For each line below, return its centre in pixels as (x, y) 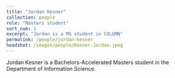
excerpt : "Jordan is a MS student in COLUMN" (64, 34)
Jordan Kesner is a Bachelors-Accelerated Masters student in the (88, 62)
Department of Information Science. (51, 68)
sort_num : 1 (21, 28)
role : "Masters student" (38, 23)
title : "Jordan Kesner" (36, 12)
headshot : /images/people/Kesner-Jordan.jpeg (64, 46)
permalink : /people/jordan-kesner (50, 40)
